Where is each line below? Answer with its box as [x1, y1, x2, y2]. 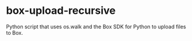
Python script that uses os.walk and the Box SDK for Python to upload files [6, 23, 186, 30]
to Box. [6, 29, 23, 36]
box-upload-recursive [6, 4, 116, 17]
